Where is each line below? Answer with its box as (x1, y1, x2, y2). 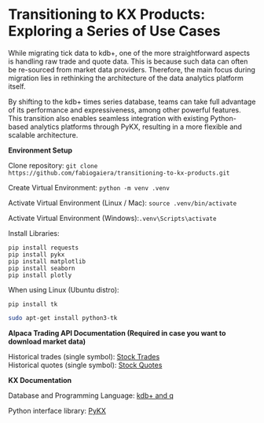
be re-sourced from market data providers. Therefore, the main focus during (8, 64, 255, 74)
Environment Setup (8, 145, 73, 155)
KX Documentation (8, 375, 72, 384)
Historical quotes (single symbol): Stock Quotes (8, 360, 163, 370)
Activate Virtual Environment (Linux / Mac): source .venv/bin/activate (8, 198, 237, 208)
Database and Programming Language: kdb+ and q (8, 391, 174, 400)
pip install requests (8, 244, 79, 252)
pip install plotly (8, 271, 72, 279)
